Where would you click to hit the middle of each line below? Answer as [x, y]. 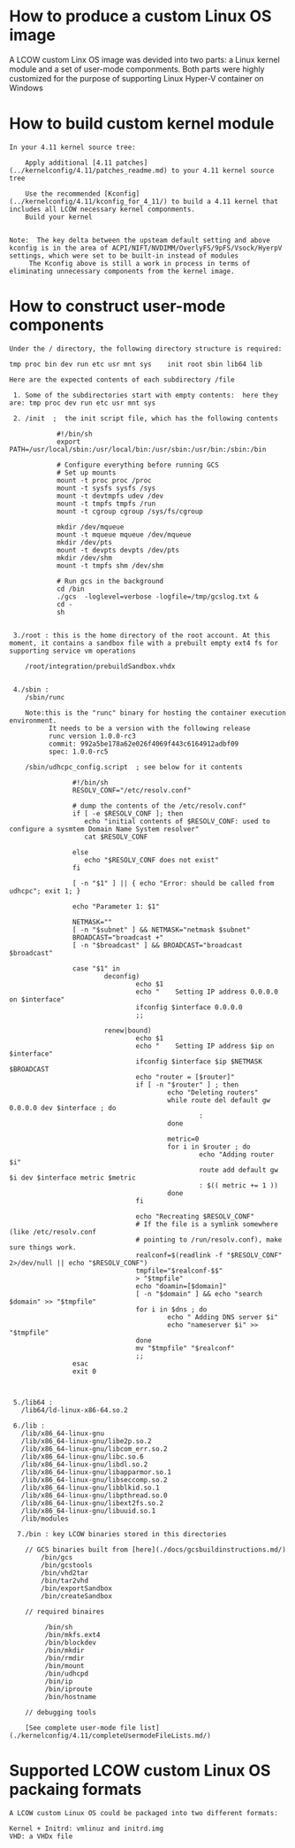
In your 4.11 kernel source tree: [73, 147]
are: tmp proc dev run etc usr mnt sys [83, 403]
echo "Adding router [236, 1154]
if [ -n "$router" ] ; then [187, 1085]
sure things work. [43, 1247]
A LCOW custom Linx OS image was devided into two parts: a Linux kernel [144, 59]
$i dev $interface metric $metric [73, 1178]
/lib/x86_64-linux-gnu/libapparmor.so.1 [96, 1472]
